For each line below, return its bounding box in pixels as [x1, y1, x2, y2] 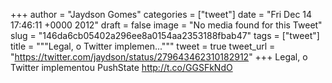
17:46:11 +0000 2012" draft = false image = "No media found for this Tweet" [10, 19, 323, 31]
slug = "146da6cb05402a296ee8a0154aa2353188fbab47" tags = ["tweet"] [10, 30, 320, 41]
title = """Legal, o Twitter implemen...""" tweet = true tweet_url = [10, 40, 276, 52]
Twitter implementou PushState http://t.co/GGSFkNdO [10, 62, 233, 73]
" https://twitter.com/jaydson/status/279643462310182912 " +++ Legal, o [10, 51, 308, 63]
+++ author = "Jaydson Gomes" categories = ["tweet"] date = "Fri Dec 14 [10, 9, 313, 20]
